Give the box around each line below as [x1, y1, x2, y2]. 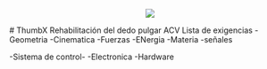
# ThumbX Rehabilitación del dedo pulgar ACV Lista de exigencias [9, 25, 253, 35]
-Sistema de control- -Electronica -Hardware [9, 51, 174, 62]
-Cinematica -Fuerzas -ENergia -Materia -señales [49, 34, 233, 44]
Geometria [9, 34, 48, 44]
